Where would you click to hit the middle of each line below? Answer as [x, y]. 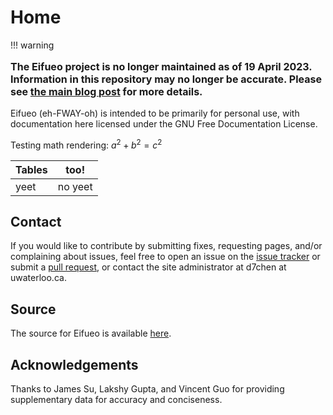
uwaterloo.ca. [38, 278]
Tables [31, 169]
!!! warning [32, 45]
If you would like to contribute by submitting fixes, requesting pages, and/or [166, 246]
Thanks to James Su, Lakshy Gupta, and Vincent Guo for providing [147, 389]
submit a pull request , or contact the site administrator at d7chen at [148, 267]
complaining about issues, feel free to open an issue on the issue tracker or [165, 257]
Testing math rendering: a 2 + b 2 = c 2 [86, 144]
